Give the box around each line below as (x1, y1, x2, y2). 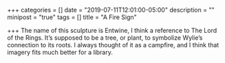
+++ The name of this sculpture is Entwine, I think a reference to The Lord (7, 27, 217, 34)
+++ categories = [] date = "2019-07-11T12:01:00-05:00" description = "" (7, 6, 215, 14)
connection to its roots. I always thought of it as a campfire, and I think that (7, 41, 219, 49)
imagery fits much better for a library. (7, 48, 114, 56)
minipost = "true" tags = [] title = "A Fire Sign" (7, 13, 138, 21)
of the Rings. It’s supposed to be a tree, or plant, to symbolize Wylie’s (7, 34, 203, 42)
